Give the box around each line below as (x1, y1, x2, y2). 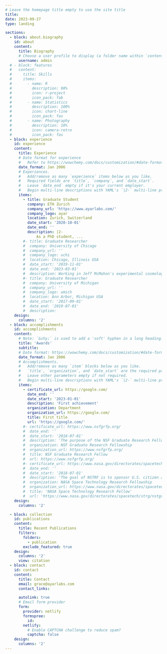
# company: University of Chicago (23, 243, 97, 248)
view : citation (18, 558, 50, 563)
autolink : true (18, 595, 50, 600)
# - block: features (9, 63, 52, 68)
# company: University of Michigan (23, 280, 99, 286)
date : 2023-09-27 (5, 16, 41, 21)
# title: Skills (9, 72, 52, 77)
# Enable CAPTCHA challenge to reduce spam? (27, 628, 121, 633)
